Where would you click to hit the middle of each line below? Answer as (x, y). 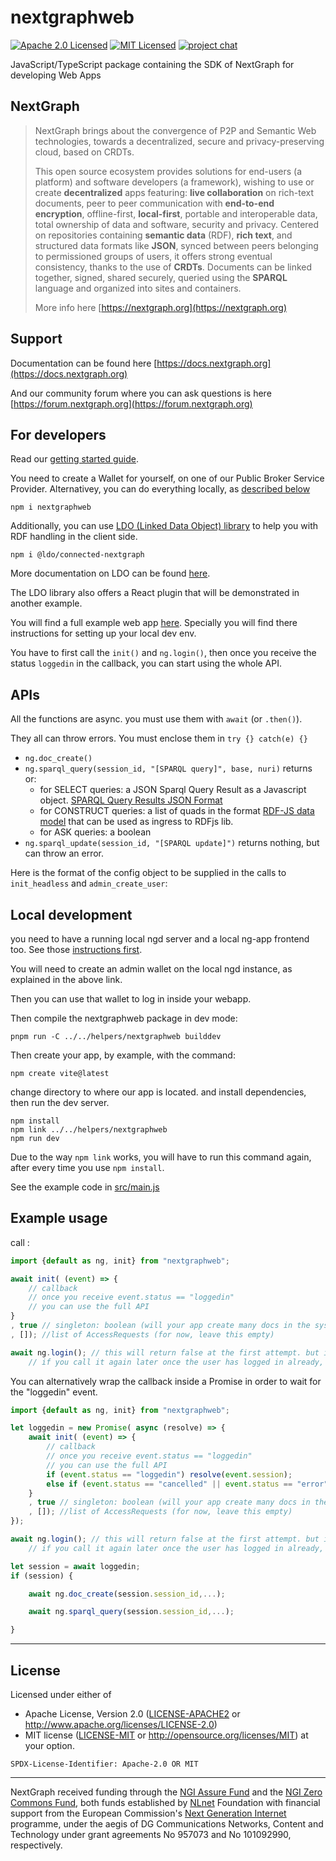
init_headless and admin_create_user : (89, 883)
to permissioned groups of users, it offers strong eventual (153, 256)
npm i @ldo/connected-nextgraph (77, 555)
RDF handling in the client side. (74, 537)
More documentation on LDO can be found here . (110, 573)
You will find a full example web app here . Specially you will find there (154, 623)
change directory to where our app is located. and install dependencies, (158, 1092)
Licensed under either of (61, 1694)
